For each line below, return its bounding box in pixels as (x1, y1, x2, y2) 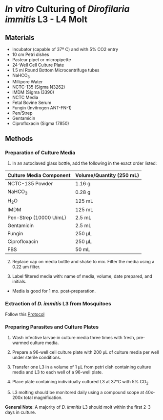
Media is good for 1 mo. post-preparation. (12, 288, 96, 294)
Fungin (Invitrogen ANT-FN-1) (12, 104, 72, 111)
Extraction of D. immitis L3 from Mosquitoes (5, 300, 111, 307)
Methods (5, 135, 33, 143)
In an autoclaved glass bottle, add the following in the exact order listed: (12, 160, 157, 166)
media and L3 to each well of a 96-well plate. (12, 369, 103, 375)
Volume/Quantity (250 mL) (75, 172, 139, 179)
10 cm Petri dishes (12, 51, 49, 57)
